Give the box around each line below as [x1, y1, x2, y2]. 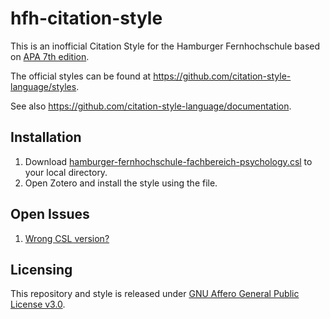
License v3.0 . [10, 298, 66, 311]
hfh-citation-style [10, 7, 163, 30]
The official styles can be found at [10, 70, 152, 82]
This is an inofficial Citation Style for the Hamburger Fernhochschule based [10, 40, 321, 52]
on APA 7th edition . [10, 50, 90, 62]
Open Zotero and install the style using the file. [24, 177, 218, 189]
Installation [10, 129, 82, 146]
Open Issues [10, 206, 90, 223]
